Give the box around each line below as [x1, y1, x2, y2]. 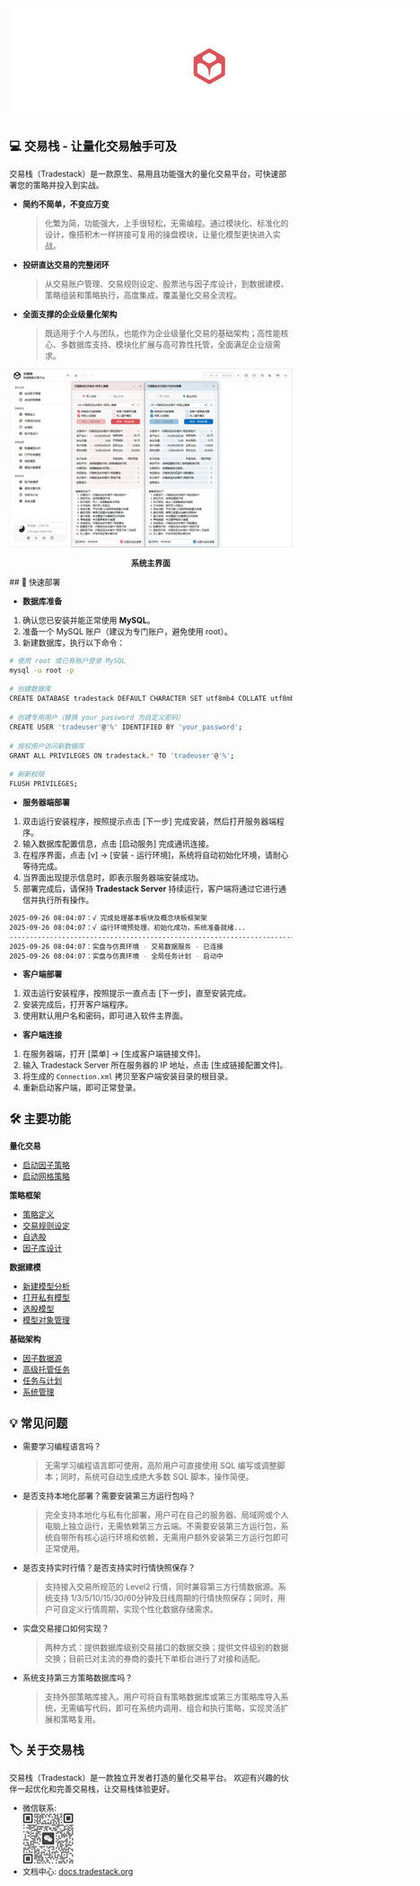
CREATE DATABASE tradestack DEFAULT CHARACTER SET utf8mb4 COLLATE [9, 695, 267, 704]
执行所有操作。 [38, 895, 94, 906]
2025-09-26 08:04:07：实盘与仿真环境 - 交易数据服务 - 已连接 [9, 942, 224, 951]
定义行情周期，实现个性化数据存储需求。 [68, 1604, 218, 1615]
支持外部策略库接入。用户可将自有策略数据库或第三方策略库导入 [44, 1692, 281, 1703]
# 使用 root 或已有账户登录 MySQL [9, 656, 127, 665]
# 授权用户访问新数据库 [9, 741, 85, 750]
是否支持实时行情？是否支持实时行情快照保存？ [22, 1563, 196, 1573]
